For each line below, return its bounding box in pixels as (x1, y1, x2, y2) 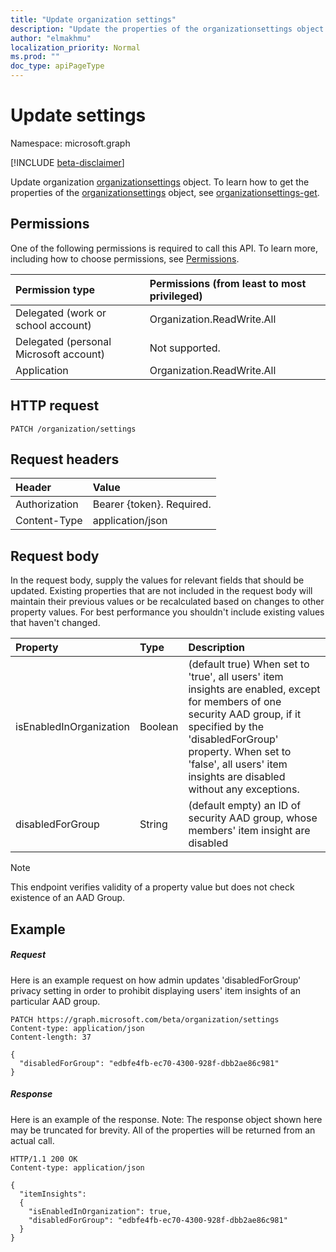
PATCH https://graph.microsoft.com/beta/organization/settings (10, 1014, 280, 1025)
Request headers (10, 451, 120, 468)
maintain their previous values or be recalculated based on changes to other (10, 596, 325, 608)
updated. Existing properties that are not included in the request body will (10, 585, 313, 597)
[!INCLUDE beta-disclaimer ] (10, 156, 125, 168)
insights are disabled (188, 770, 286, 784)
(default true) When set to (188, 657, 310, 671)
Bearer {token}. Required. (92, 497, 212, 511)
